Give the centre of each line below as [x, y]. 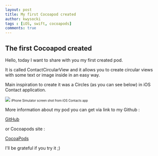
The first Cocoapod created [49, 48]
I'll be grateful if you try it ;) [33, 148]
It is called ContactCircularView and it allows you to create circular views [79, 69]
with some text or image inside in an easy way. [53, 75]
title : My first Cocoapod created [41, 14]
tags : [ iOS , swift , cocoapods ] [38, 24]
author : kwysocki [23, 19]
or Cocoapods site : [25, 129]
